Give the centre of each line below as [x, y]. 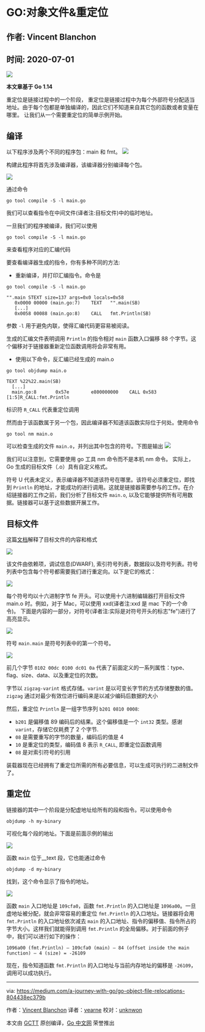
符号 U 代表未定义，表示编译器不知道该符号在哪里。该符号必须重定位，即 [98, 480]
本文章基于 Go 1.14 [30, 87]
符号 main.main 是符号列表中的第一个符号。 [60, 643]
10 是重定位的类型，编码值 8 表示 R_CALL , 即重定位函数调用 [88, 745]
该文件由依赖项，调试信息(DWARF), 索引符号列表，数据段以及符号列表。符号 [102, 564]
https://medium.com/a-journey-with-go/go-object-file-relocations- [101, 991]
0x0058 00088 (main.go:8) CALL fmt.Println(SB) [83, 314]
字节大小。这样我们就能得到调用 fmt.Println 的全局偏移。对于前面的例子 [98, 928]
